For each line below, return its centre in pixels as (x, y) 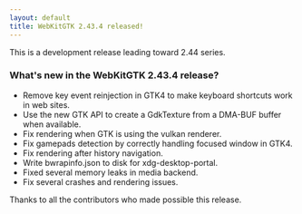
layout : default (40, 18)
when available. (52, 124)
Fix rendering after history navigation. (93, 153)
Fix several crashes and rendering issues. (100, 181)
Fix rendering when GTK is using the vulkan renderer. (122, 133)
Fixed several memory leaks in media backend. (110, 172)
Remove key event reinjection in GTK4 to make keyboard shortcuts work (157, 95)
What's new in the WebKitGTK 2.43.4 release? (114, 75)
